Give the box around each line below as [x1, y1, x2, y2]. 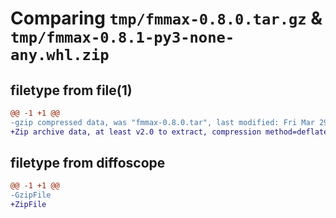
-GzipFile [10, 190, 52, 201]
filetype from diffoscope [10, 155, 166, 172]
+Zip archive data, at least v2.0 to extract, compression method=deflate [10, 127, 329, 137]
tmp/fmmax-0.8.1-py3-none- [10, 28, 235, 47]
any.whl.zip [10, 46, 110, 65]
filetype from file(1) [10, 82, 133, 99]
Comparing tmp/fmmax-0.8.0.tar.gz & [10, 7, 323, 30]
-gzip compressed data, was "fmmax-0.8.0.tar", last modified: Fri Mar [10, 117, 315, 127]
